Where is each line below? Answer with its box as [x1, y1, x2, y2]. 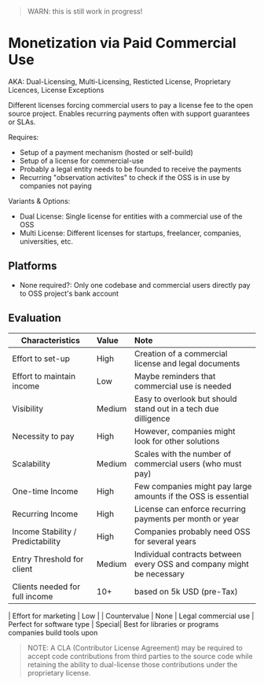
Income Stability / [12, 526, 77, 537]
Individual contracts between [134, 548, 242, 559]
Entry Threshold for [12, 554, 84, 565]
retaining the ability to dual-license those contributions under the [27, 660, 238, 669]
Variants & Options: [8, 196, 71, 205]
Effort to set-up [12, 353, 71, 364]
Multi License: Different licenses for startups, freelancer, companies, [19, 228, 242, 238]
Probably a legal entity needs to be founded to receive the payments [19, 164, 242, 174]
